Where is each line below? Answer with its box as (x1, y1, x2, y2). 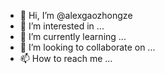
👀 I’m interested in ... (19, 20, 105, 32)
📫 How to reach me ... (19, 53, 113, 64)
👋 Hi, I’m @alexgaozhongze (19, 10, 133, 21)
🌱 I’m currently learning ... (19, 31, 127, 42)
